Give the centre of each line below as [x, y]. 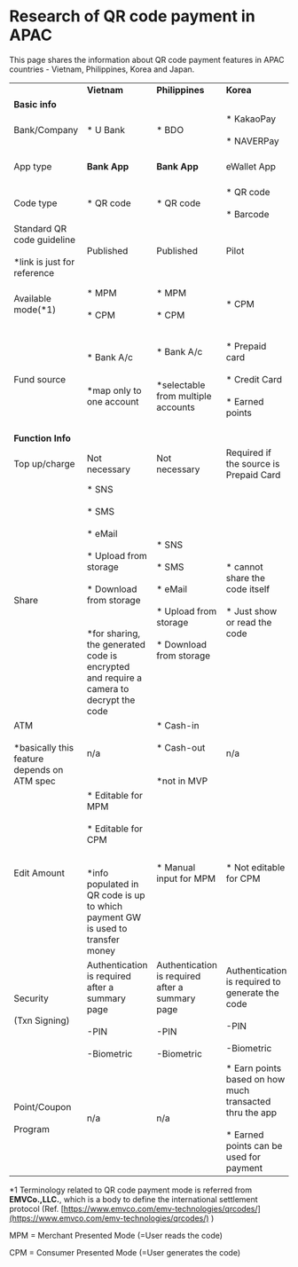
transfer [103, 940]
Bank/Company [46, 130]
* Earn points [254, 1068]
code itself [248, 589]
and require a [114, 678]
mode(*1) [35, 310]
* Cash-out [181, 747]
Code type [35, 203]
